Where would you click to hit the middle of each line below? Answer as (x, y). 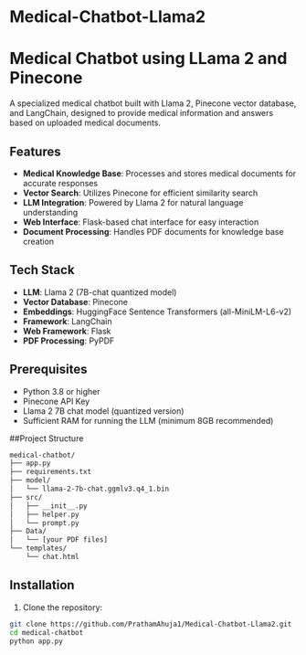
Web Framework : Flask (67, 331)
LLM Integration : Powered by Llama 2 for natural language (133, 202)
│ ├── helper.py (44, 514)
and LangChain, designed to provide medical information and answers (142, 113)
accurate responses (60, 183)
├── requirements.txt (51, 472)
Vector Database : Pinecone (75, 301)
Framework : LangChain (67, 321)
